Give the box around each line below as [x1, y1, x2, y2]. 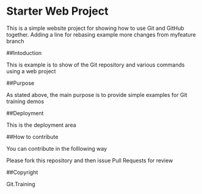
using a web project [6, 67, 56, 74]
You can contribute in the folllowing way [6, 145, 107, 152]
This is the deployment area [6, 121, 76, 129]
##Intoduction [6, 49, 42, 56]
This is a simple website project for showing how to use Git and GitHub [6, 24, 184, 32]
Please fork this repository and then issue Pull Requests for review [6, 157, 173, 164]
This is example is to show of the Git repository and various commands [6, 61, 185, 68]
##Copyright [6, 168, 38, 176]
